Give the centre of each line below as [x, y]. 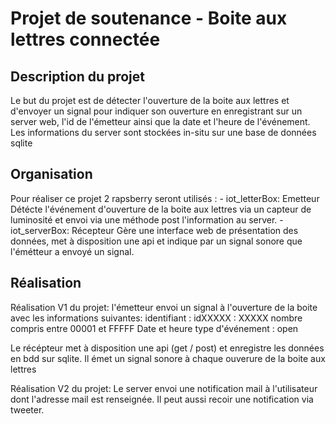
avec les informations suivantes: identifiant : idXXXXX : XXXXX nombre [156, 318]
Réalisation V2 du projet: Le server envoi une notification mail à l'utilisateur [164, 388]
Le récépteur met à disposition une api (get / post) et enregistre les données [167, 348]
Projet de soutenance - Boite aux [149, 18]
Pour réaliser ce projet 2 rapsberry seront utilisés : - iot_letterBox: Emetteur [165, 198]
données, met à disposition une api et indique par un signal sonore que [156, 241]
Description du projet [78, 76]
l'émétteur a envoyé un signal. [72, 251]
